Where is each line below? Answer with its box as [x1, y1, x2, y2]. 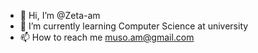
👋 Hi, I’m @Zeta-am [19, 10, 101, 21]
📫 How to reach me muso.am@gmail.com [19, 31, 195, 43]
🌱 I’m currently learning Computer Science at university [19, 20, 249, 32]
